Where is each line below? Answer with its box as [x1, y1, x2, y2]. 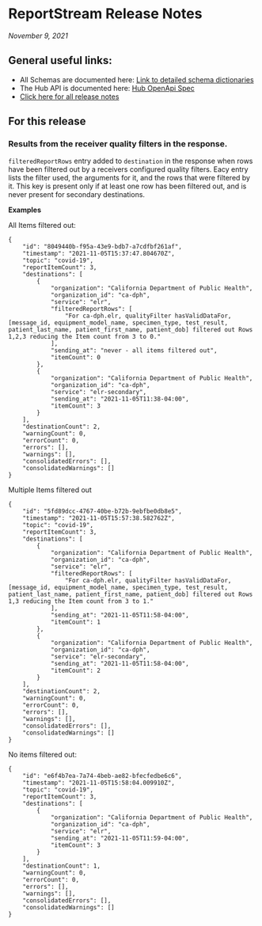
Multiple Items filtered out [8, 485, 93, 495]
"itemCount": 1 [50, 618, 101, 626]
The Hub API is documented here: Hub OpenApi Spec [19, 83, 196, 93]
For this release [8, 115, 86, 128]
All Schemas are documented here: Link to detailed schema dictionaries [19, 74, 255, 84]
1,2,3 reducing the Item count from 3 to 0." [8, 333, 161, 341]
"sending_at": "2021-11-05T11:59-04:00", [50, 834, 190, 843]
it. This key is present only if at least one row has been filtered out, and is [8, 181, 247, 191]
